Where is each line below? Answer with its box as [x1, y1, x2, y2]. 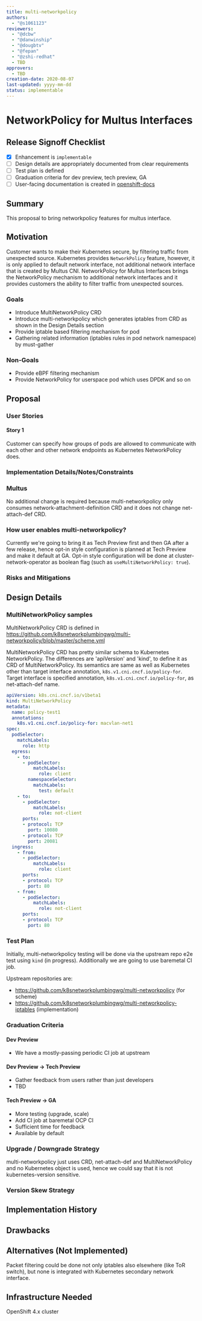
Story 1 [6, 427, 24, 434]
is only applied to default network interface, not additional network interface [6, 261, 195, 268]
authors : [6, 14, 28, 21]
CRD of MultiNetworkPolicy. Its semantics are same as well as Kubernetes [6, 661, 190, 669]
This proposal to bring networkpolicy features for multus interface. [6, 215, 172, 221]
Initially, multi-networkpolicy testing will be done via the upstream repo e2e [6, 950, 193, 958]
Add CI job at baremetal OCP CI [14, 1116, 93, 1124]
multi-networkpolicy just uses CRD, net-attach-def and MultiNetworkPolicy [6, 1158, 192, 1165]
